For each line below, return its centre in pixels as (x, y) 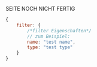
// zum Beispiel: (48, 36)
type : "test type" (50, 47)
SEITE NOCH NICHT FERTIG (40, 9)
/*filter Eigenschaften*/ (60, 31)
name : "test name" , (51, 42)
